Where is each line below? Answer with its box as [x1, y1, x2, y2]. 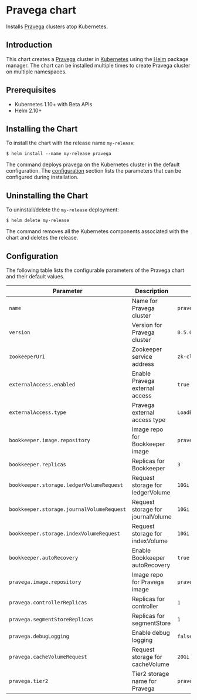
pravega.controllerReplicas [9, 600, 87, 605]
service [131, 353, 152, 361]
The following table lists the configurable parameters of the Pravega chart [6, 267, 185, 274]
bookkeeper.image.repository [9, 437, 90, 443]
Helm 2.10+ [14, 107, 42, 114]
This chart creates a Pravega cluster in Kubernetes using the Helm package [6, 55, 189, 62]
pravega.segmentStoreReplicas [9, 616, 94, 622]
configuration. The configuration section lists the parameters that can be [6, 167, 182, 174]
